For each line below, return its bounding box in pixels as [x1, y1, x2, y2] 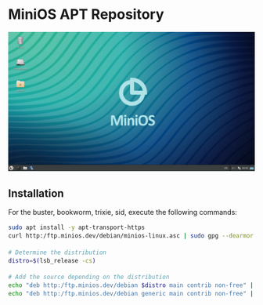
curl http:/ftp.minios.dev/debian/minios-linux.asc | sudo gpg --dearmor [8, 232, 254, 240]
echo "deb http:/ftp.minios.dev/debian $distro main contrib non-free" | [8, 281, 254, 289]
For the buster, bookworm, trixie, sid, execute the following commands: [8, 208, 237, 217]
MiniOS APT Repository [8, 5, 164, 24]
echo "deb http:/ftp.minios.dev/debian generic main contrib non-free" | [8, 290, 254, 298]
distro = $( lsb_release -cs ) [8, 256, 96, 264]
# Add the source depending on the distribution [8, 273, 170, 281]
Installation [8, 187, 64, 200]
